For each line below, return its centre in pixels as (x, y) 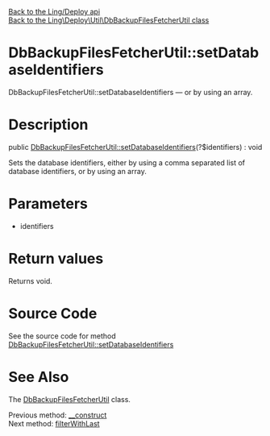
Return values (56, 259)
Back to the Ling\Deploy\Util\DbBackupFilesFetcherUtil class (109, 20)
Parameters (48, 204)
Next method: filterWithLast (54, 423)
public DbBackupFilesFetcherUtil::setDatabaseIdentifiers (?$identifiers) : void (135, 147)
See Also (39, 377)
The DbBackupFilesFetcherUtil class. (70, 399)
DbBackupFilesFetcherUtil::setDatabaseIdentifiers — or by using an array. (131, 92)
